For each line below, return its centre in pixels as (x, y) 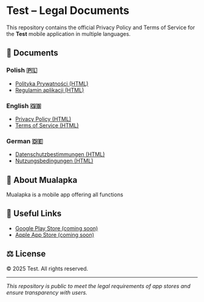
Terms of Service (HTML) (47, 125)
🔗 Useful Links (34, 214)
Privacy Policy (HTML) (43, 118)
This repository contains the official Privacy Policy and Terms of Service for (101, 27)
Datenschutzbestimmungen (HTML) (60, 154)
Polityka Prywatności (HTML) (52, 83)
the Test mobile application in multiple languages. (69, 33)
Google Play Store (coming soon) (56, 228)
